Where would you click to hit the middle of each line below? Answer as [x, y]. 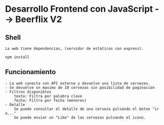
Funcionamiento [30, 72]
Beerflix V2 [39, 19]
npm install [17, 57]
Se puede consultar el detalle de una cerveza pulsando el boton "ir [87, 109]
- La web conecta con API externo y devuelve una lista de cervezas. [78, 83]
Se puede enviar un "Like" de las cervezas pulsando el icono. [80, 117]
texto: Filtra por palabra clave [48, 96]
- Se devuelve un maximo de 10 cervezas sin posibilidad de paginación [80, 87]
